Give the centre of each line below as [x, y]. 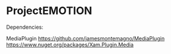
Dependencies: [25, 27]
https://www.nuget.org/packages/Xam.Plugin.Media [70, 45]
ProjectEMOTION [49, 11]
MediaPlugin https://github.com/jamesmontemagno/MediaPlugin [85, 38]
